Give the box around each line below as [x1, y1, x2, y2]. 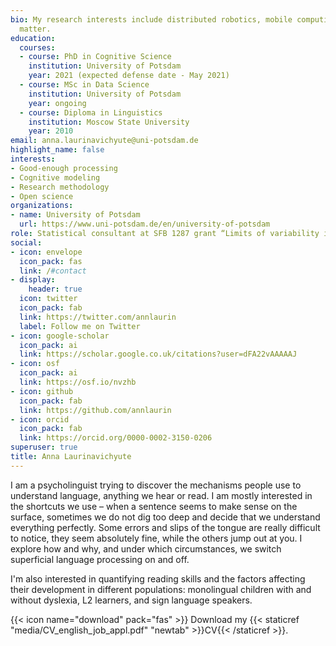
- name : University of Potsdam [10, 210, 141, 220]
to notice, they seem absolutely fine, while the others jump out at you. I [10, 532, 303, 544]
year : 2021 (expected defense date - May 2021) [28, 71, 230, 81]
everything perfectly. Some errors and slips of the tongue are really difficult [10, 521, 321, 533]
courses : [19, 42, 56, 53]
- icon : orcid [10, 414, 70, 425]
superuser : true [10, 442, 78, 453]
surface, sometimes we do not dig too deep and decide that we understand [10, 511, 321, 523]
